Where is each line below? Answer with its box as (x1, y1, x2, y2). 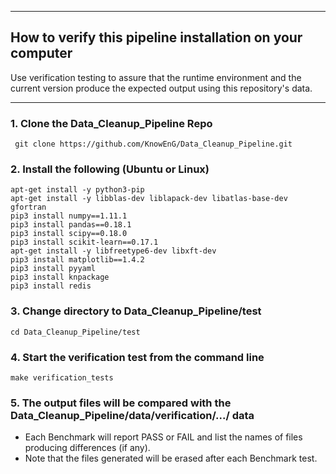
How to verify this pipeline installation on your (10, 29, 303, 46)
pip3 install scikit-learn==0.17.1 (10, 237, 159, 248)
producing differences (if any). (24, 442, 151, 454)
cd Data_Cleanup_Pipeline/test (10, 327, 141, 337)
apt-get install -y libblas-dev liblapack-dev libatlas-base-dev (10, 194, 288, 204)
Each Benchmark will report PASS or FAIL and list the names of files (24, 431, 303, 443)
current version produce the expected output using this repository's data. (10, 82, 313, 94)
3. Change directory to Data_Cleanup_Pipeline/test (10, 304, 262, 318)
